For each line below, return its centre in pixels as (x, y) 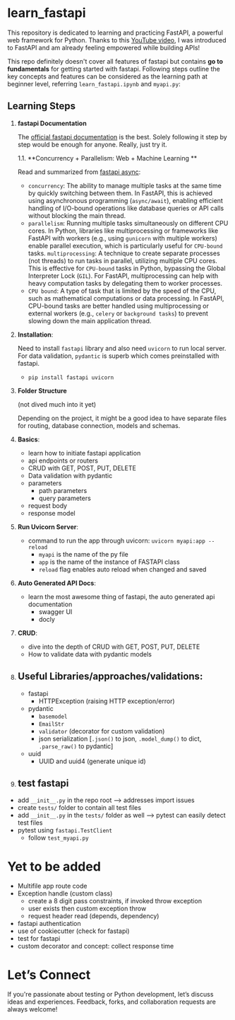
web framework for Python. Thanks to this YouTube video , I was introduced (117, 40)
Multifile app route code (52, 886)
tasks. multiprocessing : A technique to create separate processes (124, 253)
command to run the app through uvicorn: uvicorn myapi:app (117, 540)
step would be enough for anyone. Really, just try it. (92, 144)
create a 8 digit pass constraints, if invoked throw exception (115, 901)
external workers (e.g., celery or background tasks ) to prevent (118, 313)
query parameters (65, 498)
